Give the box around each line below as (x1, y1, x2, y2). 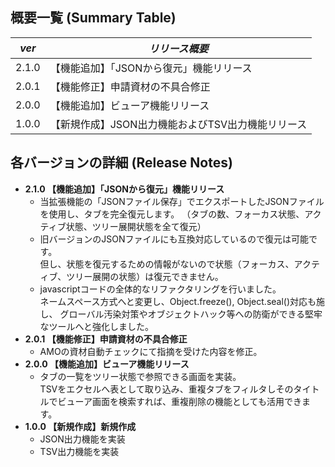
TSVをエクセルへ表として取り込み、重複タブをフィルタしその (39, 383, 294, 395)
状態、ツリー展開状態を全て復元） (65, 220, 207, 232)
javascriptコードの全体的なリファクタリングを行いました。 (39, 283, 282, 295)
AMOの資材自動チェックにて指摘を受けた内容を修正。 (39, 345, 263, 357)
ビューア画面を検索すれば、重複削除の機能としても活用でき (57, 395, 302, 407)
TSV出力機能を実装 (39, 445, 120, 457)
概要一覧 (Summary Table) (10, 9, 177, 27)
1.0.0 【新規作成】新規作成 (24, 420, 137, 432)
